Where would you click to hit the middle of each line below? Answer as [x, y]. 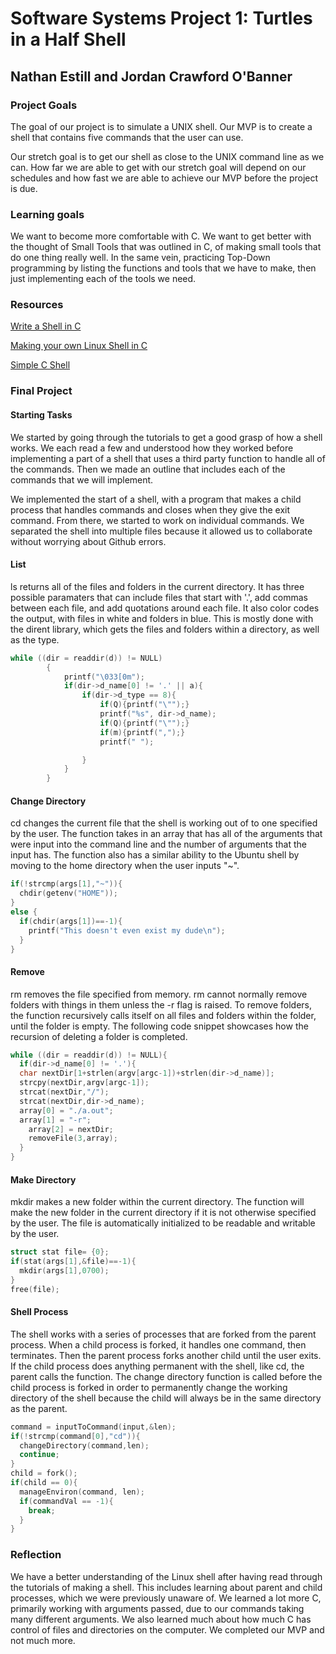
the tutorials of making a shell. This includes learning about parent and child [166, 1587]
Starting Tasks [41, 414]
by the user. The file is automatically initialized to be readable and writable [163, 1223]
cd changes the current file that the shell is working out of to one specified [164, 823]
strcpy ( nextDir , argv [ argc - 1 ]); [84, 1083]
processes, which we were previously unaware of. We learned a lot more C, [166, 1598]
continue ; [39, 1455]
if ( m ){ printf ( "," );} [142, 732]
